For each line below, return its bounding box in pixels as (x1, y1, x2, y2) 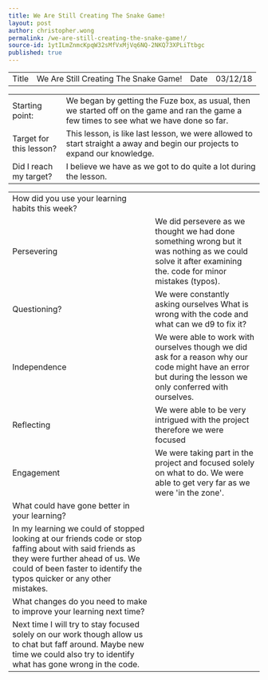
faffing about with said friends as (12, 544, 136, 554)
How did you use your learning (12, 193, 128, 204)
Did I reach (12, 161, 53, 172)
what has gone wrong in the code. (12, 659, 140, 670)
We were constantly (155, 289, 230, 299)
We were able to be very (155, 405, 246, 415)
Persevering (12, 246, 58, 256)
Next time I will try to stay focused (12, 619, 140, 630)
